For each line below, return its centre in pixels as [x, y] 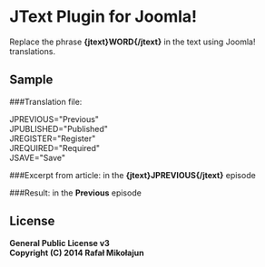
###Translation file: [46, 101]
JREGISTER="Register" [53, 138]
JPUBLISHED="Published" [59, 129]
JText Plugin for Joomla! [103, 17]
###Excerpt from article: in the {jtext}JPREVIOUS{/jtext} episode [132, 175]
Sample [31, 80]
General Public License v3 [60, 243]
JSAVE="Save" [38, 157]
